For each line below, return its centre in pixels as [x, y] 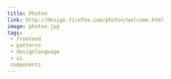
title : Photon [27, 13]
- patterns [25, 45]
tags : [15, 33]
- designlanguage [35, 52]
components [25, 65]
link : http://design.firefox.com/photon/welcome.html [86, 20]
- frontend [25, 39]
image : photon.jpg [33, 26]
